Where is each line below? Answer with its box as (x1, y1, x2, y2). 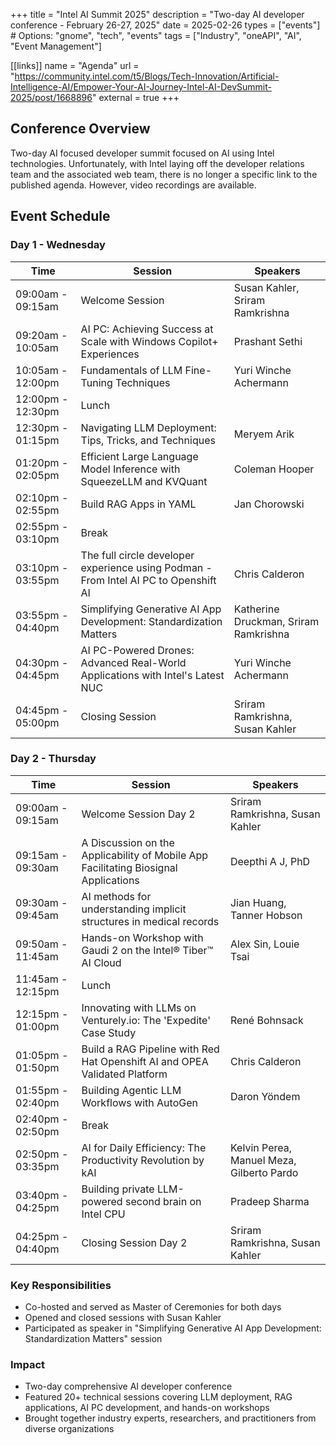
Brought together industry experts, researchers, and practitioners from (24, 1412, 317, 1424)
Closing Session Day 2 (81, 1235, 188, 1249)
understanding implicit (81, 902, 187, 916)
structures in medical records (81, 914, 220, 928)
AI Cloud (81, 955, 122, 969)
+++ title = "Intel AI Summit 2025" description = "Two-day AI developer (10, 9, 305, 20)
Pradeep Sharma (229, 1194, 310, 1208)
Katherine (233, 602, 280, 616)
